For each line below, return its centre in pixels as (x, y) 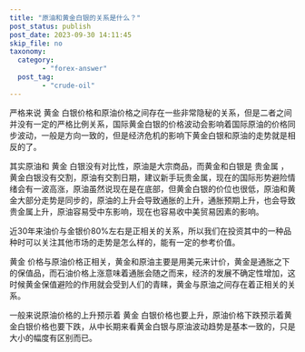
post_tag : (36, 77)
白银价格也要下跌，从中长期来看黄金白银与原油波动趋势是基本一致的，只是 (156, 326)
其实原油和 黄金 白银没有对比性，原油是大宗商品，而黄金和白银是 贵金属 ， (149, 166)
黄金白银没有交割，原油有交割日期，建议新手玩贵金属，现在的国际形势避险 (148, 177)
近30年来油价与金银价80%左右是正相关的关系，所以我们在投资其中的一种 (147, 231)
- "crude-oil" (69, 85)
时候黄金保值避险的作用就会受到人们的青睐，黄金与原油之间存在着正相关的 (148, 284)
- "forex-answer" (74, 69)
